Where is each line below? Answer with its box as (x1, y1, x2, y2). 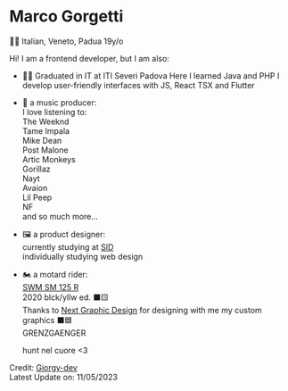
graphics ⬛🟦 (21, 314, 73, 325)
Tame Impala (21, 125, 70, 136)
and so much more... (21, 211, 98, 221)
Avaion (21, 182, 48, 193)
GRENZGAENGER (21, 328, 86, 338)
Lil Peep (21, 192, 53, 203)
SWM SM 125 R (21, 281, 79, 292)
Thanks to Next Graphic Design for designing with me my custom (21, 304, 263, 315)
